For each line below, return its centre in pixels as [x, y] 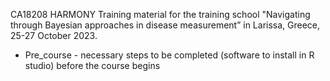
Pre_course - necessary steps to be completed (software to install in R [169, 55]
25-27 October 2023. [54, 35]
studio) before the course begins [92, 65]
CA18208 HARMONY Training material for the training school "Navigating [160, 14]
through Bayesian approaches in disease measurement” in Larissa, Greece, [165, 25]
